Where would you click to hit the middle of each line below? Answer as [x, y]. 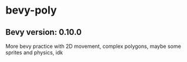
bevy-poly [31, 10]
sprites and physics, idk [34, 53]
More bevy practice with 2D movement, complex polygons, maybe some [93, 46]
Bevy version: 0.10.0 [44, 32]
